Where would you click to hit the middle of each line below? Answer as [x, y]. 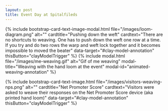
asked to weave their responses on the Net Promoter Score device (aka [79, 92]
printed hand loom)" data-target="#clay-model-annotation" [67, 98]
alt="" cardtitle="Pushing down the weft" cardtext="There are [99, 34]
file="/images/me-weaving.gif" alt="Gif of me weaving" [63, 61]
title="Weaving [21, 67]
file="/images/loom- [132, 29]
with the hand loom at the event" [71, 67]
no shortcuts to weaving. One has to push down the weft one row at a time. [83, 40]
